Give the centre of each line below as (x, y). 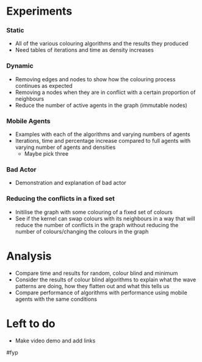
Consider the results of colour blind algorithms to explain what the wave (106, 280)
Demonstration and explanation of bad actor (70, 183)
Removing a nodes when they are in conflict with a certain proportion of (105, 92)
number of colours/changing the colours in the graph (82, 231)
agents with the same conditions (56, 299)
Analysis (29, 256)
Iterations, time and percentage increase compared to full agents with (103, 141)
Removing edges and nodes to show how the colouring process (95, 79)
